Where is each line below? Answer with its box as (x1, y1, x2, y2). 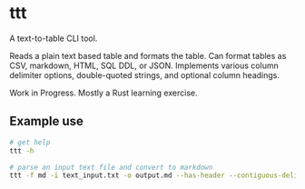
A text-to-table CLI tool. (9, 33, 98, 44)
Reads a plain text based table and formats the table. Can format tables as (9, 50, 287, 61)
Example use (9, 114, 84, 129)
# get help (9, 137, 51, 147)
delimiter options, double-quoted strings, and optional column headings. (9, 69, 280, 80)
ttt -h (9, 146, 34, 155)
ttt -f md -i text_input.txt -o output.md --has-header (9, 171, 225, 180)
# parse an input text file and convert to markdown (9, 163, 213, 172)
